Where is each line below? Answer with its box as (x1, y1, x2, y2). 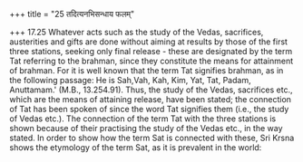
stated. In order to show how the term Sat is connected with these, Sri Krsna (9, 132, 295, 143)
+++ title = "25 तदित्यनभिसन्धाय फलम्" (9, 9, 135, 19)
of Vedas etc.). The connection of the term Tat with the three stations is (9, 113, 277, 124)
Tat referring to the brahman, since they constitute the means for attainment (9, 55, 294, 66)
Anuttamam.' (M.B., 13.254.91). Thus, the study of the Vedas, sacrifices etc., (9, 84, 293, 95)
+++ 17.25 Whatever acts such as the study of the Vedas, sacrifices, (9, 27, 264, 37)
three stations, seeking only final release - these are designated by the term (9, 46, 293, 56)
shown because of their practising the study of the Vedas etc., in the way (9, 123, 283, 133)
